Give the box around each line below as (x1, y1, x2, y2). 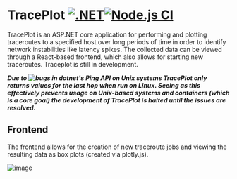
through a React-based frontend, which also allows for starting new (7, 53, 203, 61)
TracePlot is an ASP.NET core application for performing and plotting (7, 30, 207, 39)
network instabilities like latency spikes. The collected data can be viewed (7, 45, 222, 53)
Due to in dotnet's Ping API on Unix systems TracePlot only (7, 74, 207, 82)
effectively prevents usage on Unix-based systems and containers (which (7, 88, 230, 97)
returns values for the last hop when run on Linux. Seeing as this (7, 81, 201, 89)
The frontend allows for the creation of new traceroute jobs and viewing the (7, 142, 227, 151)
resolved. (7, 103, 36, 112)
